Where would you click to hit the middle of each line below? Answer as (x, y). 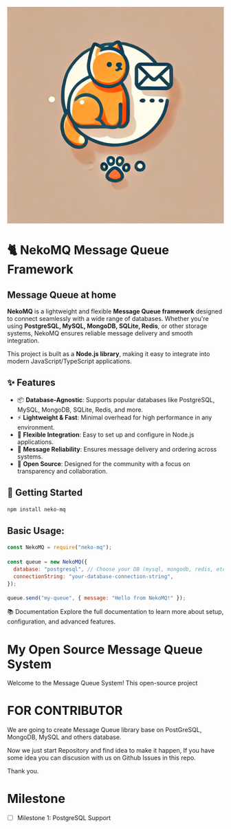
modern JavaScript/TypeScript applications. (69, 361)
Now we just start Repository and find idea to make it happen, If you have (111, 751)
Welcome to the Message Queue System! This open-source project (102, 683)
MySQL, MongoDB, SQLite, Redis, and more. (80, 410)
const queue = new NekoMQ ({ (47, 562)
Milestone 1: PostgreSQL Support (64, 818)
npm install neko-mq (37, 509)
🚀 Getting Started (45, 493)
